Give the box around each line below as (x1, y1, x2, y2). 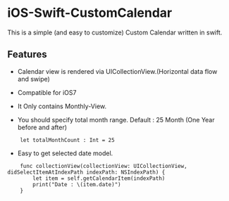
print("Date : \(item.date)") (32, 181, 121, 188)
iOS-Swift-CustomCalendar (7, 5, 173, 21)
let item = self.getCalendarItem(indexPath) (32, 174, 166, 182)
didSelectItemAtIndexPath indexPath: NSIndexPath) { (7, 169, 166, 176)
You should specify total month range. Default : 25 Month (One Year (17, 115, 215, 124)
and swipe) (17, 74, 51, 83)
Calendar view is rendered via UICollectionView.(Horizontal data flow (17, 67, 218, 75)
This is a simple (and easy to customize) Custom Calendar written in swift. (7, 28, 223, 37)
